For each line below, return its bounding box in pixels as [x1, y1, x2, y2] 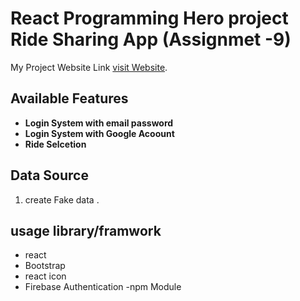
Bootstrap [24, 260, 66, 272]
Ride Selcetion [24, 138, 87, 150]
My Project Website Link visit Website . [10, 61, 168, 73]
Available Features [10, 90, 129, 107]
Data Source [10, 167, 89, 184]
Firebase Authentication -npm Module [24, 281, 182, 293]
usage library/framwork [10, 222, 162, 239]
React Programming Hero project [10, 7, 289, 30]
